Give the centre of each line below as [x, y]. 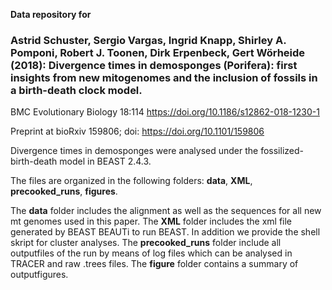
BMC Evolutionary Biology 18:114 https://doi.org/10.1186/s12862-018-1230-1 [165, 112]
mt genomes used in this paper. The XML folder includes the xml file [151, 221]
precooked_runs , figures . [64, 191]
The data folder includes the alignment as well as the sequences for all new [166, 211]
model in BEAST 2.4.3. [105, 161]
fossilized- [282, 151]
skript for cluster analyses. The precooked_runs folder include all [146, 243]
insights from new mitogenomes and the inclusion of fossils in [164, 77]
